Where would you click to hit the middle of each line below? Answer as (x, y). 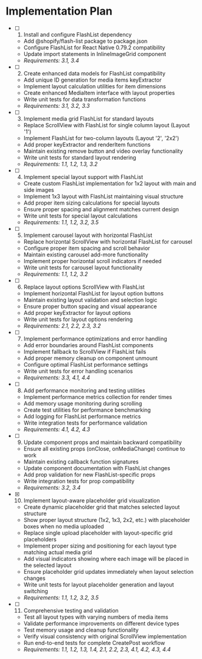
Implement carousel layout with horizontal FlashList (88, 235)
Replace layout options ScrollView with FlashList (84, 287)
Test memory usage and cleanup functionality (81, 630)
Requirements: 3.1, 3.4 (51, 60)
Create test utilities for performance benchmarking (87, 410)
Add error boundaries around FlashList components (88, 345)
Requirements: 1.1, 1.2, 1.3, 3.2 (61, 164)
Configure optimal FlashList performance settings (86, 364)
